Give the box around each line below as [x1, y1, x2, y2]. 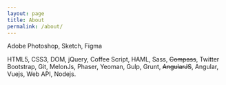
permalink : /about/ [7, 23, 63, 30]
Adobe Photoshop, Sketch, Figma [7, 42, 102, 50]
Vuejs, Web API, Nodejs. [7, 70, 76, 78]
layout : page [7, 10, 45, 17]
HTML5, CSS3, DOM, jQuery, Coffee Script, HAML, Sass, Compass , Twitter [7, 55, 220, 64]
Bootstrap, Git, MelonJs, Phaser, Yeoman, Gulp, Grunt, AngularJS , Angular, [7, 63, 219, 71]
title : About [7, 17, 45, 23]
